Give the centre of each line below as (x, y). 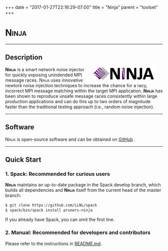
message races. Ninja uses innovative (44, 80)
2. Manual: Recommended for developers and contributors (78, 232)
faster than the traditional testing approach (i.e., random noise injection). (80, 107)
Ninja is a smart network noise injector (45, 69)
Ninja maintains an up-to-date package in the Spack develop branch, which (83, 185)
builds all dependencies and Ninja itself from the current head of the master (83, 190)
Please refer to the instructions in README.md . (53, 243)
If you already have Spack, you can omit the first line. (60, 219)
